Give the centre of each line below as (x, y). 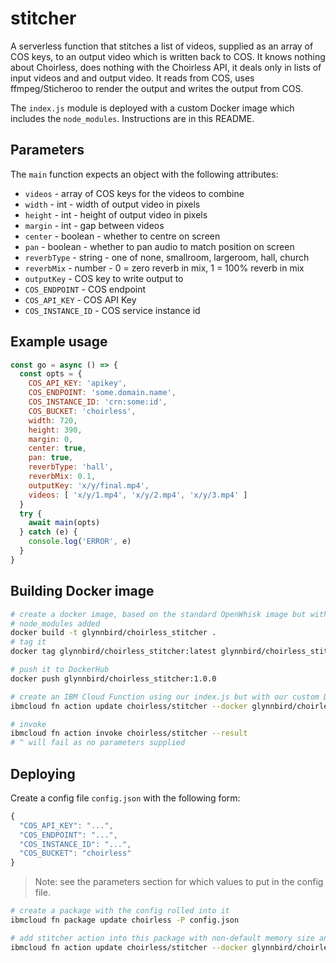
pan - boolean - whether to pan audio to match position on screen (159, 246)
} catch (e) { (48, 532)
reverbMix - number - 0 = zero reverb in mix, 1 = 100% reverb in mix (164, 268)
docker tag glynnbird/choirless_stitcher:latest (113, 652)
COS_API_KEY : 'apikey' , (78, 383)
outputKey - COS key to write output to (104, 278)
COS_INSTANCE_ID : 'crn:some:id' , (98, 402)
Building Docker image (82, 591)
